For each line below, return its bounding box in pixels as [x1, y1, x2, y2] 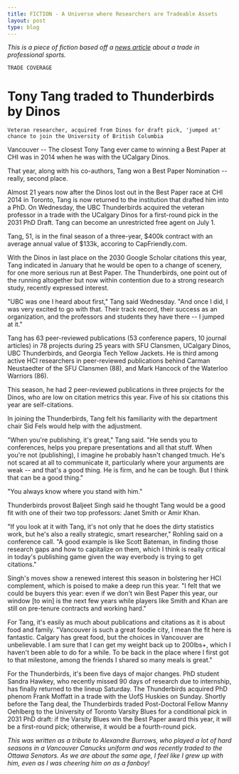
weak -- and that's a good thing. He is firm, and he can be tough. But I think [7, 466, 229, 475]
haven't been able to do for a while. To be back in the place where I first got [7, 648, 229, 657]
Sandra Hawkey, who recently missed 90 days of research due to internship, [7, 677, 232, 686]
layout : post [7, 17, 46, 24]
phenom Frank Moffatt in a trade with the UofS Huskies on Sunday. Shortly [7, 692, 226, 701]
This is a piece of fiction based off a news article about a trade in [7, 43, 200, 52]
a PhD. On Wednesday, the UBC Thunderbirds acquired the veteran [7, 203, 205, 212]
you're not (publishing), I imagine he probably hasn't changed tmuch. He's [7, 451, 225, 460]
